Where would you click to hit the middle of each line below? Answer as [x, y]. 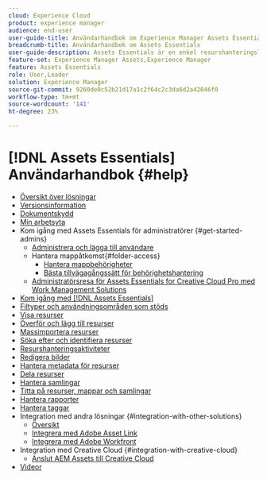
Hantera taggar [44, 408]
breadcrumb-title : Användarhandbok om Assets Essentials [104, 45]
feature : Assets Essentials [55, 68]
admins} [33, 238]
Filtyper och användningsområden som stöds [94, 306]
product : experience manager [56, 23]
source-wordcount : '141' [49, 104]
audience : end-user [41, 30]
